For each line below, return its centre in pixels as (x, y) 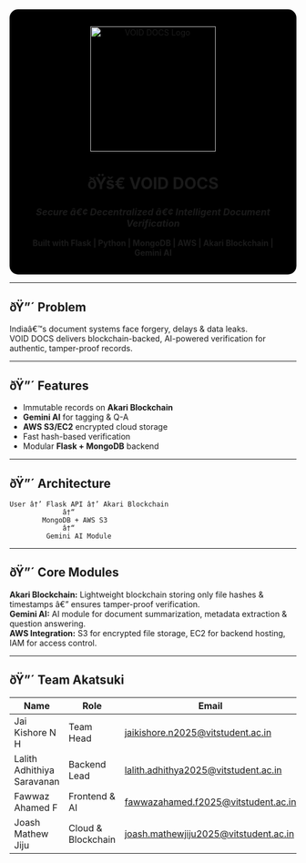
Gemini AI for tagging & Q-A (76, 417)
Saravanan (37, 781)
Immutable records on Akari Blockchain (97, 408)
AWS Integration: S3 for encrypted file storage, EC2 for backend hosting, (148, 633)
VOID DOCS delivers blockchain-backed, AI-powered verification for (138, 339)
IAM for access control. (53, 643)
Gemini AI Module (79, 536)
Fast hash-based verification (76, 437)
